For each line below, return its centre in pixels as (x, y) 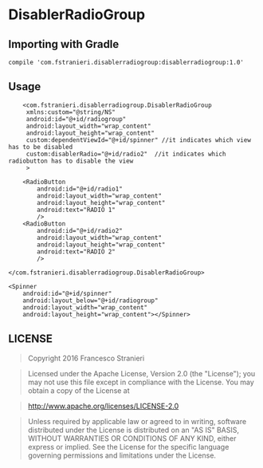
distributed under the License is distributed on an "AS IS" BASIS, (133, 430)
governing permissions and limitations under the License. (122, 455)
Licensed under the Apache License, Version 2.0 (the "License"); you (141, 373)
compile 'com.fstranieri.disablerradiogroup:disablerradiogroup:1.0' (126, 62)
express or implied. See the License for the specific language (128, 446)
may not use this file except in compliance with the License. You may (141, 382)
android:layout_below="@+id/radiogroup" (90, 301)
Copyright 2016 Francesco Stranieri (86, 358)
